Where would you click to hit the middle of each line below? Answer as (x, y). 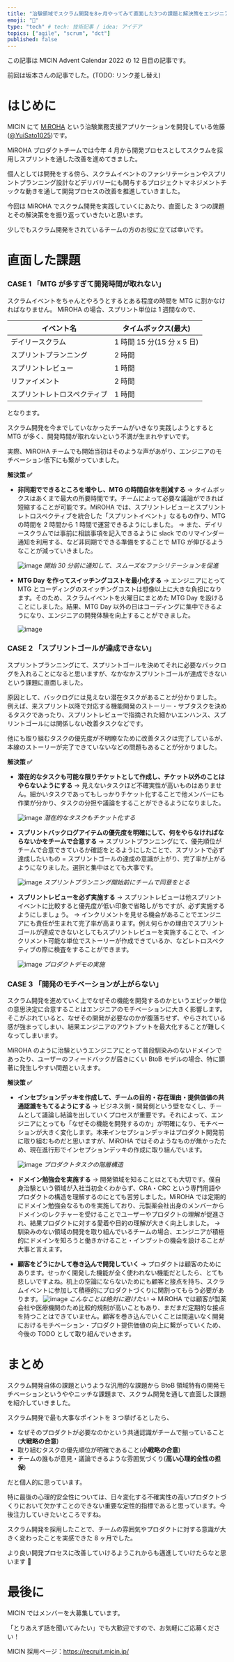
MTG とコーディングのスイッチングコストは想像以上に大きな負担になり (119, 589)
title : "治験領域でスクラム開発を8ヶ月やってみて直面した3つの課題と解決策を (106, 14)
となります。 (25, 413)
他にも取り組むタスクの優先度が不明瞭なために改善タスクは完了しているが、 (117, 738)
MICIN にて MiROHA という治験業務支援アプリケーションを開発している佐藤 (116, 127)
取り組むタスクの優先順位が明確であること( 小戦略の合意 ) (99, 1450)
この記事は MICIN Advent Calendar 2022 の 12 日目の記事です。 (99, 61)
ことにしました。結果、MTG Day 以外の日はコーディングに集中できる (117, 606)
